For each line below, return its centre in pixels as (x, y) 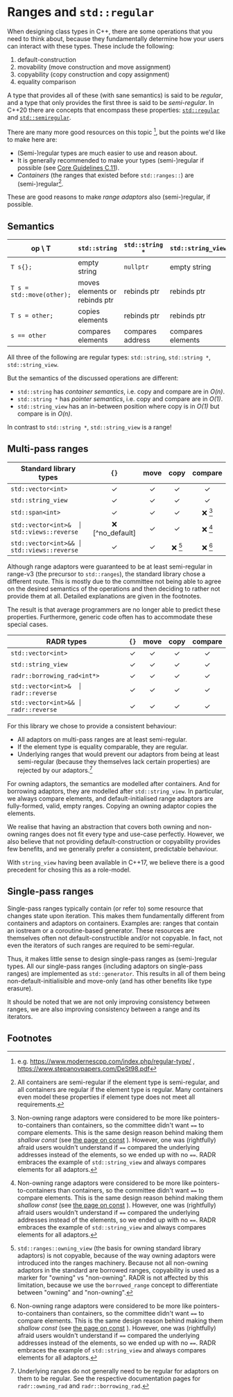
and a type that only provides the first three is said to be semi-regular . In (111, 102)
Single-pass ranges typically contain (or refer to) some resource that (105, 908)
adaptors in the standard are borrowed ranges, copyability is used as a (118, 1271)
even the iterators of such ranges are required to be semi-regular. (101, 945)
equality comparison (46, 81)
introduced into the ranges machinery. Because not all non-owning (113, 1263)
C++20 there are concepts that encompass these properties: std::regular (113, 110)
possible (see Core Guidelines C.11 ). (68, 168)
